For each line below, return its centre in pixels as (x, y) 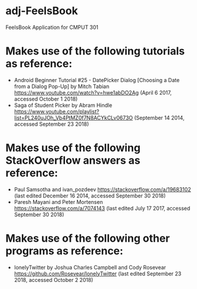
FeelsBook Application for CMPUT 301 (52, 27)
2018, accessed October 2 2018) (54, 280)
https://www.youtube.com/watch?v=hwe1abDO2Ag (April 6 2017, (93, 92)
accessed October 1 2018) (46, 99)
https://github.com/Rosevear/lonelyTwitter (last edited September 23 (98, 274)
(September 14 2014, (159, 118)
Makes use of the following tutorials (95, 51)
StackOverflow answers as (73, 160)
